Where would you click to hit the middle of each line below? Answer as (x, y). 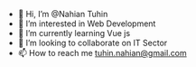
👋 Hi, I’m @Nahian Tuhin (63, 14)
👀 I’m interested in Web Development (87, 24)
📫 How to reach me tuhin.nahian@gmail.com (102, 53)
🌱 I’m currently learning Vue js (74, 33)
